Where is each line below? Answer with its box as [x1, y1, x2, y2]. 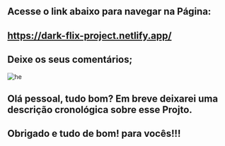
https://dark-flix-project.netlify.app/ [7, 30, 172, 42]
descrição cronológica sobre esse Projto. [7, 104, 192, 116]
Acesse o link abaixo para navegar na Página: [7, 6, 212, 18]
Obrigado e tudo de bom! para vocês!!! [7, 128, 181, 140]
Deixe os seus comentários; [7, 54, 133, 66]
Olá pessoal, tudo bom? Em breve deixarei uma [7, 92, 218, 104]
